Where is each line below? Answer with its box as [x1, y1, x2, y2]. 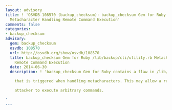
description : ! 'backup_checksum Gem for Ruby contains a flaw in [10, 70, 155, 75]
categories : [5, 27, 31, 32]
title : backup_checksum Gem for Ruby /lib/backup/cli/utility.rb [10, 55, 153, 60]
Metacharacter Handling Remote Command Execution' [10, 17, 120, 22]
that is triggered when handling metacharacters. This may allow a [14, 79, 161, 84]
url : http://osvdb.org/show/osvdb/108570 [10, 50, 100, 55]
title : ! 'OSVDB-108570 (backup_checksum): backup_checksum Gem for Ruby [5, 12, 166, 17]
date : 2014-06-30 [10, 64, 47, 70]
